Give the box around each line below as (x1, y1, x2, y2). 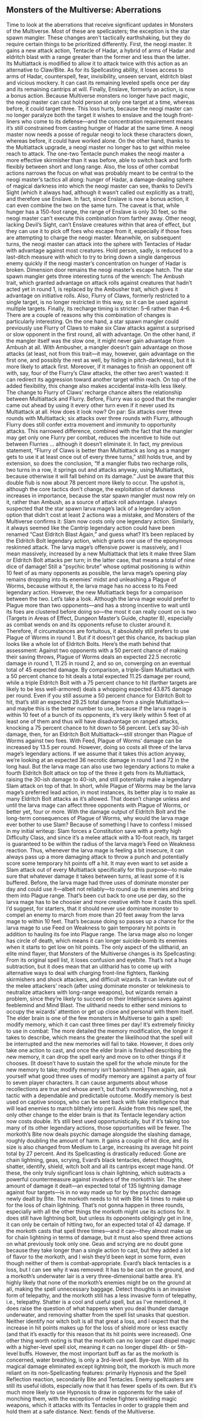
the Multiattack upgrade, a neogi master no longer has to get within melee (6, 143, 190, 151)
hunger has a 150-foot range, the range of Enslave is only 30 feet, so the (6, 208, 187, 215)
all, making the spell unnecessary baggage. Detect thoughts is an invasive (6, 1285, 191, 1293)
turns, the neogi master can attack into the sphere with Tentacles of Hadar (6, 240, 192, 248)
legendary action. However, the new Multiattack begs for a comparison (6, 588, 183, 596)
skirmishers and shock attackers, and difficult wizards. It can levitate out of (6, 976, 193, 983)
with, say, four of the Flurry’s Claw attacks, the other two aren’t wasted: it (6, 369, 188, 376)
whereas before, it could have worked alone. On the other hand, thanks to (6, 137, 190, 144)
